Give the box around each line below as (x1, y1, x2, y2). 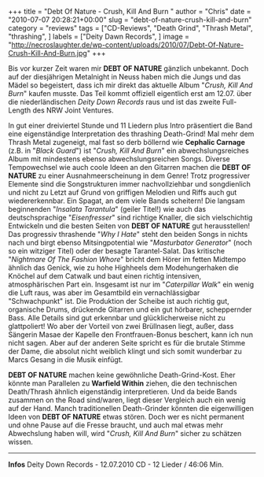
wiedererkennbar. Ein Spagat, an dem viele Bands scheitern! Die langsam (8, 196, 245, 205)
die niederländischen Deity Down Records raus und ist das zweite (8, 98, 221, 106)
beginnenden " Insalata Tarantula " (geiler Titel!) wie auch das (8, 205, 207, 213)
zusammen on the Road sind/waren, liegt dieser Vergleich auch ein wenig (8, 395, 246, 405)
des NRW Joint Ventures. (32, 105, 114, 115)
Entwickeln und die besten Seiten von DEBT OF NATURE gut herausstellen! (8, 221, 251, 231)
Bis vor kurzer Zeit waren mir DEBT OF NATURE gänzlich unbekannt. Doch (8, 64, 249, 73)
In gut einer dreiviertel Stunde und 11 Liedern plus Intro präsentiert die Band (8, 121, 253, 130)
